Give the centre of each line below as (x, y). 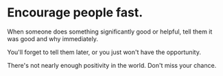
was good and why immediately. (52, 38)
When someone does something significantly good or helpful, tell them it (110, 31)
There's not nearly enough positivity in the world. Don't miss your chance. (112, 65)
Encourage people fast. (75, 13)
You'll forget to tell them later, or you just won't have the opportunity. (104, 52)
